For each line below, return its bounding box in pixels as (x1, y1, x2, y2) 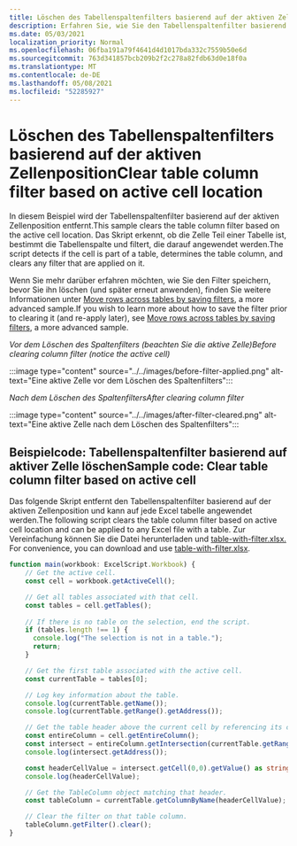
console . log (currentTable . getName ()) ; (25, 699, 168, 708)
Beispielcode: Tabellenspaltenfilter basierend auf (9, 445, 287, 460)
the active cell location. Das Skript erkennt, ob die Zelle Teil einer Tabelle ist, (9, 229, 287, 240)
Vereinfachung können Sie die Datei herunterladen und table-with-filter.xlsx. (9, 533, 287, 545)
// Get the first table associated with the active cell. (25, 666, 243, 675)
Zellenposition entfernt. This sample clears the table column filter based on (9, 221, 280, 231)
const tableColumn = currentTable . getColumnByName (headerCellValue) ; (25, 796, 287, 805)
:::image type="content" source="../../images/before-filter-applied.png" (9, 366, 270, 376)
